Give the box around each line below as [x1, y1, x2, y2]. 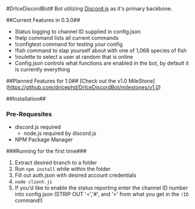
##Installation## [6, 95, 46, 102]
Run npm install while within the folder [14, 166, 111, 173]
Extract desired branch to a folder [14, 159, 97, 166]
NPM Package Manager [14, 136, 73, 143]
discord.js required [14, 123, 61, 131]
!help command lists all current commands [14, 34, 119, 41]
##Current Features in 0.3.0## [6, 17, 81, 23]
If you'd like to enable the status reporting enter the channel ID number [14, 184, 188, 192]
